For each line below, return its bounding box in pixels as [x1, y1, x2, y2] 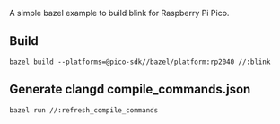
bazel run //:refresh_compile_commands [9, 105, 159, 115]
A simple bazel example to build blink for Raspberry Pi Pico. [9, 8, 230, 18]
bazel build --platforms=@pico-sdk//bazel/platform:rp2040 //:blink [9, 58, 271, 66]
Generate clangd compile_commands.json [9, 82, 251, 97]
